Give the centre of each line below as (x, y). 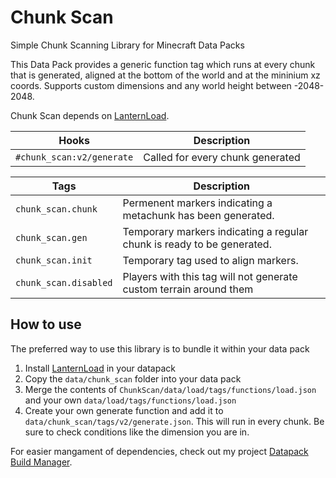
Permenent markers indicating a (197, 203)
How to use (46, 324)
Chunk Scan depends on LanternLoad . (90, 115)
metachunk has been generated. (198, 215)
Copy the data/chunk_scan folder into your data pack (133, 378)
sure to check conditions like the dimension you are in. (137, 432)
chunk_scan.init (54, 260)
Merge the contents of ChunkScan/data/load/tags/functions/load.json (170, 389)
